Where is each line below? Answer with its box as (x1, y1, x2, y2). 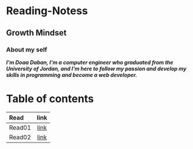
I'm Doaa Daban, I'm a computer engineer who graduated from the (6, 59, 174, 66)
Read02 (9, 133, 31, 141)
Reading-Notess (6, 4, 89, 18)
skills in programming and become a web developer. (6, 71, 138, 78)
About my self (6, 46, 47, 54)
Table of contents (6, 92, 94, 106)
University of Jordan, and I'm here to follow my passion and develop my (6, 65, 187, 72)
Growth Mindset (6, 28, 67, 38)
